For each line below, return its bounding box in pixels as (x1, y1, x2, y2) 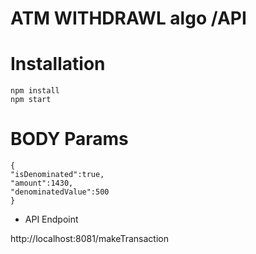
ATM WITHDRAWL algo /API (10, 7, 247, 30)
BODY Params (10, 128, 129, 151)
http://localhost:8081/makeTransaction (10, 233, 169, 245)
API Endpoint (24, 213, 79, 226)
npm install (10, 86, 60, 96)
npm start (10, 95, 52, 105)
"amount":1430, (10, 178, 74, 189)
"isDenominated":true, (10, 170, 105, 180)
